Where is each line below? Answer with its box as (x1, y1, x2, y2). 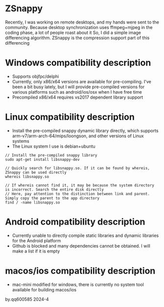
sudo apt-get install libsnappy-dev (5, 157, 80, 162)
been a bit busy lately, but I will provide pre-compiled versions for (12, 84, 145, 90)
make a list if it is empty (12, 248, 60, 254)
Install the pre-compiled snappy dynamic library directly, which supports (12, 128, 159, 133)
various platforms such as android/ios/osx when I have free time (12, 89, 142, 95)
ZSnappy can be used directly (5, 170, 67, 175)
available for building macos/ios (12, 286, 77, 292)
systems (12, 138, 29, 144)
